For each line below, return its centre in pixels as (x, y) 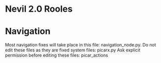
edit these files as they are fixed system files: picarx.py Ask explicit (73, 50)
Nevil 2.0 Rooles (39, 9)
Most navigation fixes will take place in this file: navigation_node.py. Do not (81, 45)
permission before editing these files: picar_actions (57, 55)
